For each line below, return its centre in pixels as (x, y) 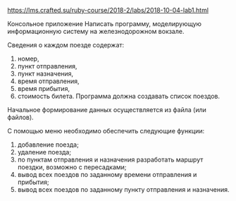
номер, (28, 59)
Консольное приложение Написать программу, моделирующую (105, 24)
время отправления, (48, 81)
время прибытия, (44, 89)
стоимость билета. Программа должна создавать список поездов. (119, 96)
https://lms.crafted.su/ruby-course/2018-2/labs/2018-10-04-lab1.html (108, 10)
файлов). (20, 117)
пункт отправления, (47, 66)
